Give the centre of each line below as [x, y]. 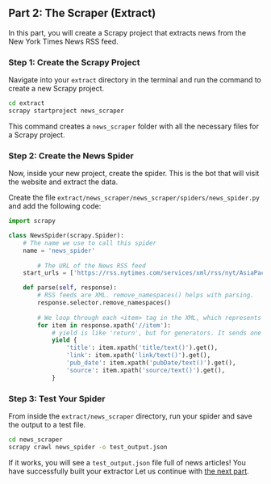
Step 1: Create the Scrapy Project [74, 62]
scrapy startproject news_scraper [67, 111]
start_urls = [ [48, 273]
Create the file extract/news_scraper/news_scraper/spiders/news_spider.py [134, 198]
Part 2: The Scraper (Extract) [82, 13]
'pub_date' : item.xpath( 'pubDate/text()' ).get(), [151, 363]
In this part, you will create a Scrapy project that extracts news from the [127, 32]
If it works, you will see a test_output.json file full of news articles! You [127, 462]
